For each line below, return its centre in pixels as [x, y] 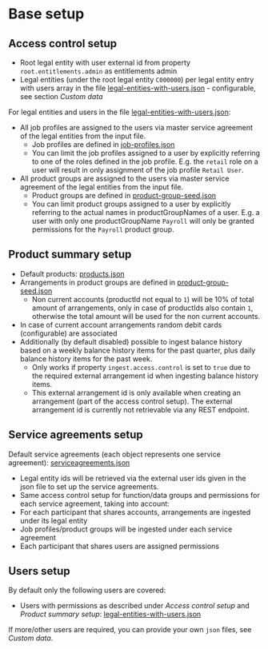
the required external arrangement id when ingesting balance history [145, 376]
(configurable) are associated [68, 333]
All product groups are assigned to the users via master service [124, 178]
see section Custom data [61, 96]
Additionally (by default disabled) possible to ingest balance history [131, 341]
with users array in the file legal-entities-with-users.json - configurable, [138, 88]
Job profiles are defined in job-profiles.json [103, 144]
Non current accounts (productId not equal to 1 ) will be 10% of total [143, 299]
